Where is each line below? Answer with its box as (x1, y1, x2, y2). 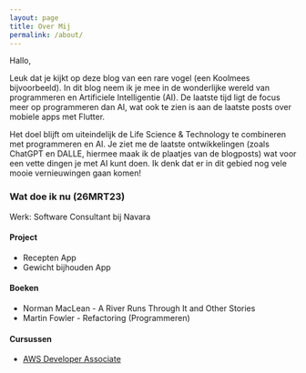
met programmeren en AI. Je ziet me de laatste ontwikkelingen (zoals (9, 138, 270, 150)
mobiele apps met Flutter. (9, 111, 106, 123)
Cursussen (9, 333, 53, 344)
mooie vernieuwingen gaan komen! (9, 167, 141, 178)
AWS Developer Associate (22, 354, 121, 365)
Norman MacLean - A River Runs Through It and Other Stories (22, 303, 256, 314)
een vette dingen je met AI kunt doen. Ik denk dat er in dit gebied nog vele (9, 158, 287, 169)
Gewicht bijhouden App (22, 261, 111, 273)
